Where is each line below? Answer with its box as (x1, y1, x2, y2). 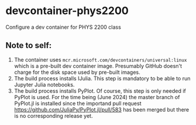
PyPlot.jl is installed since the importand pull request (14, 100, 142, 107)
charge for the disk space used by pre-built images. (14, 69, 141, 76)
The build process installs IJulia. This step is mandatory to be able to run (14, 75, 191, 82)
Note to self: (5, 40, 52, 50)
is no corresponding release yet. (14, 112, 93, 119)
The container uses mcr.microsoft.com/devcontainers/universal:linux (14, 56, 187, 63)
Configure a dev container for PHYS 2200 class (5, 23, 122, 31)
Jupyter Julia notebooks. (14, 81, 75, 88)
